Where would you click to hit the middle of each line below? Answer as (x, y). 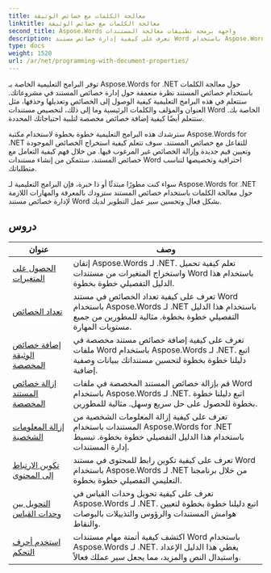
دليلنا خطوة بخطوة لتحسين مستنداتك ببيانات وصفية (160, 360)
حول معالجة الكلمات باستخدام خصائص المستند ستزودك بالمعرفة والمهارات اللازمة (130, 192)
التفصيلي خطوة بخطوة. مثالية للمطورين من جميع (156, 316)
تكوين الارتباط (36, 465)
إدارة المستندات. (101, 447)
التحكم (23, 552)
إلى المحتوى (33, 475)
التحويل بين (31, 503)
